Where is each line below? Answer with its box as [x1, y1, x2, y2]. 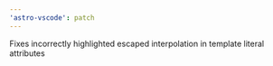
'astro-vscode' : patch [9, 13, 95, 23]
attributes [9, 47, 45, 59]
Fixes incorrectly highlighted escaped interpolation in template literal [9, 38, 265, 49]
